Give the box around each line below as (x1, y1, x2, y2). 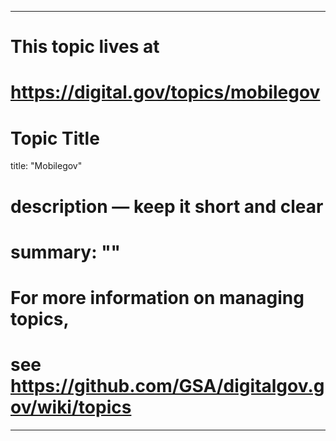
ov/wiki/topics (10, 396, 132, 419)
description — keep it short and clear (10, 195, 324, 218)
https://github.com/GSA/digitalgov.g (10, 375, 325, 398)
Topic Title (10, 127, 100, 150)
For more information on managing (10, 286, 305, 309)
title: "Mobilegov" (10, 160, 83, 172)
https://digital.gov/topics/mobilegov (10, 81, 321, 104)
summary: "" (10, 241, 122, 263)
